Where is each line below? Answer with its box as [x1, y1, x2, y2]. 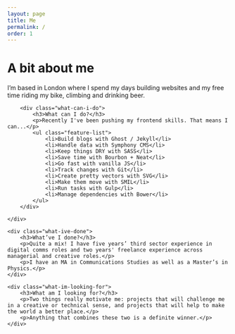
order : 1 [7, 30, 33, 37]
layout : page [7, 10, 46, 18]
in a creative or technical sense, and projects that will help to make [7, 302, 225, 309]
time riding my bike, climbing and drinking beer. [7, 91, 146, 99]
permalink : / [7, 23, 46, 30]
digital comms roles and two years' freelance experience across [7, 247, 203, 254]
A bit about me [7, 61, 95, 76]
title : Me [7, 17, 37, 24]
